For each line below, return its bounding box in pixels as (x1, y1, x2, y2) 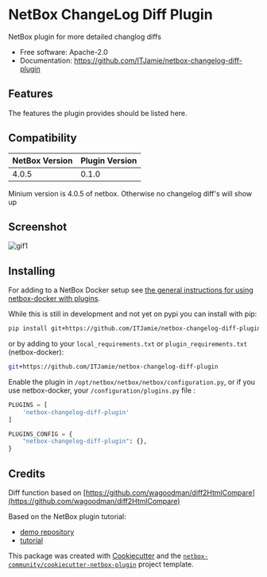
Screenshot (8, 220, 68, 234)
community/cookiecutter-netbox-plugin (8, 561, 137, 569)
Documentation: (19, 56, 73, 65)
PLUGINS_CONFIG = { (8, 430, 73, 438)
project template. (137, 560, 195, 569)
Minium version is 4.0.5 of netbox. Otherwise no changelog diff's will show (8, 188, 253, 198)
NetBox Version (12, 155, 73, 166)
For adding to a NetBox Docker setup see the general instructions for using (8, 285, 254, 295)
